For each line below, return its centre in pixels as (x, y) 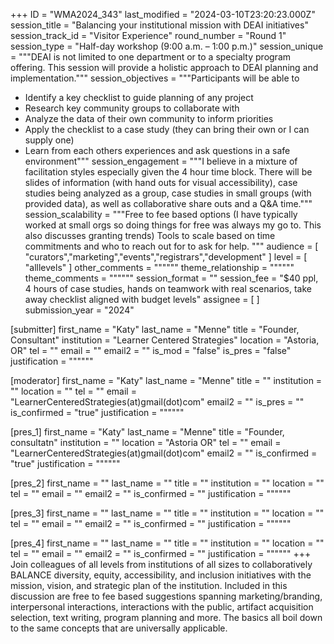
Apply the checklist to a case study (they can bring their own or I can (167, 129)
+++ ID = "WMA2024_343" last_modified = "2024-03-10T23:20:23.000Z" (163, 14)
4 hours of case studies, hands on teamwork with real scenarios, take (168, 288)
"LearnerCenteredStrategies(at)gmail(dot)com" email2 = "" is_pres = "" (157, 402)
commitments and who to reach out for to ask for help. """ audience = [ (171, 246)
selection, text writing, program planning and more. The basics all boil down (166, 617)
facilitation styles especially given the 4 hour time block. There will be (168, 172)
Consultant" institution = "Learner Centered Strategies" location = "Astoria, (165, 340)
